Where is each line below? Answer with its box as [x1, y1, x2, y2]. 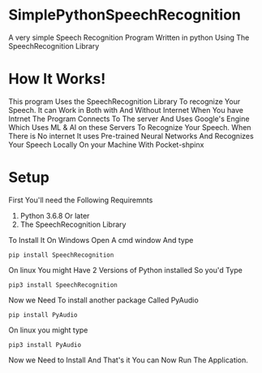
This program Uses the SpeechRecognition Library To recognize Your [8, 96, 241, 106]
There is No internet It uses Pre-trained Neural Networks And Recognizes [8, 131, 254, 141]
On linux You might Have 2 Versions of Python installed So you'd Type [8, 265, 243, 275]
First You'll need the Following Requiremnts [8, 195, 153, 205]
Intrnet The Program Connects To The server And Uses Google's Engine [8, 114, 250, 124]
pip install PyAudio [8, 310, 79, 319]
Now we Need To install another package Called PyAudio [8, 295, 199, 305]
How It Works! [8, 70, 106, 89]
